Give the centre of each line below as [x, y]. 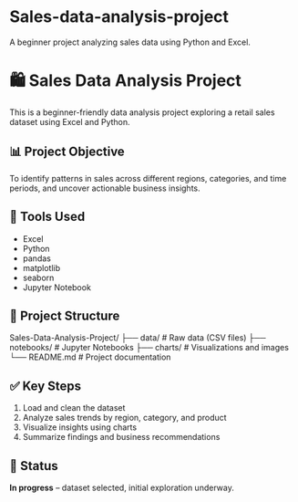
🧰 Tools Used [47, 217]
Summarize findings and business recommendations [121, 437]
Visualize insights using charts [80, 427]
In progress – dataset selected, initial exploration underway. [122, 487]
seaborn [38, 277]
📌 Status [34, 466]
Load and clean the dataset [74, 408]
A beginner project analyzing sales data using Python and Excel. [130, 42]
